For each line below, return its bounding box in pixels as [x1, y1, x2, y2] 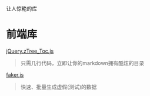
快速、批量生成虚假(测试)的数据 [20, 83, 97, 90]
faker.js [6, 71, 24, 78]
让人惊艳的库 [6, 5, 37, 12]
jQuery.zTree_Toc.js [6, 47, 54, 54]
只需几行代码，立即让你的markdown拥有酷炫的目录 [20, 59, 145, 66]
